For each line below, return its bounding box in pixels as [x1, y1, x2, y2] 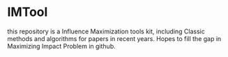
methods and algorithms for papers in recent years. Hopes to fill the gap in [7, 34, 222, 42]
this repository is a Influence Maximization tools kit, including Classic [7, 27, 206, 35]
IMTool [7, 4, 48, 20]
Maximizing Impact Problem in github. [7, 42, 116, 50]
